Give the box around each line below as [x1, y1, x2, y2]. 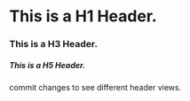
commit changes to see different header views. [9, 82, 182, 93]
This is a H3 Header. [9, 38, 98, 50]
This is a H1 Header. [9, 6, 157, 27]
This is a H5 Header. [9, 59, 86, 70]
